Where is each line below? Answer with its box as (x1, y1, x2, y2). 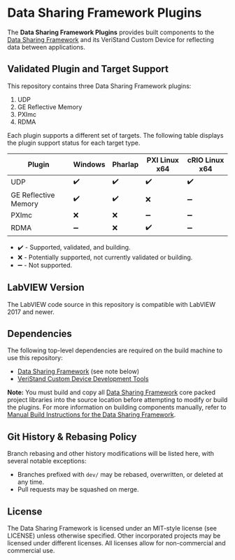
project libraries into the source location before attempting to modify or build (7, 396, 228, 404)
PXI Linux (146, 155, 180, 165)
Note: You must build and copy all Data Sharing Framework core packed (7, 388, 215, 396)
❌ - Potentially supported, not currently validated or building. (17, 253, 193, 261)
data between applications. (7, 43, 85, 51)
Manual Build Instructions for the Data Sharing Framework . (7, 410, 176, 419)
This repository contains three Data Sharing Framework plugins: (7, 82, 192, 90)
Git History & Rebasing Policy (7, 431, 137, 443)
